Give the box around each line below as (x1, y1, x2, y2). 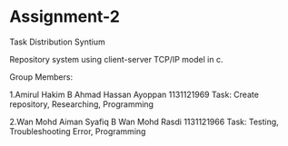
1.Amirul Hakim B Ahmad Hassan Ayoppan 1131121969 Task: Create (9, 89, 259, 100)
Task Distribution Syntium (9, 36, 106, 47)
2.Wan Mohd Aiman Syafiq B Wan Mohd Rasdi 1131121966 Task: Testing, (9, 116, 279, 127)
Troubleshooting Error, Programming (9, 125, 146, 137)
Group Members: (9, 71, 74, 83)
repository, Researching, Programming (9, 98, 154, 110)
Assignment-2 (9, 6, 121, 27)
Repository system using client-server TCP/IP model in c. (9, 54, 223, 64)
